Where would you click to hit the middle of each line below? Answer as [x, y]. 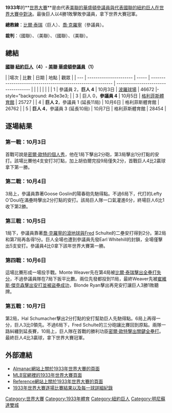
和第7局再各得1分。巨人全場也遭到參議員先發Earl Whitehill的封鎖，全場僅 [82, 240]
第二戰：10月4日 [26, 182]
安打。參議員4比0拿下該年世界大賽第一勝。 [63, 246]
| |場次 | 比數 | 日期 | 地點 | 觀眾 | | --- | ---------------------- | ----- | [78, 77]
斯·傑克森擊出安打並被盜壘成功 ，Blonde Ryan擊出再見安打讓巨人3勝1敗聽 [82, 285]
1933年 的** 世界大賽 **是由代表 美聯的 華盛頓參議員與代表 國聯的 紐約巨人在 [82, 7]
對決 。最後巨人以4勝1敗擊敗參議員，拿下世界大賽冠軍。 [81, 14]
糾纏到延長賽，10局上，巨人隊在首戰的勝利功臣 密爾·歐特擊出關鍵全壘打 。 [87, 331]
